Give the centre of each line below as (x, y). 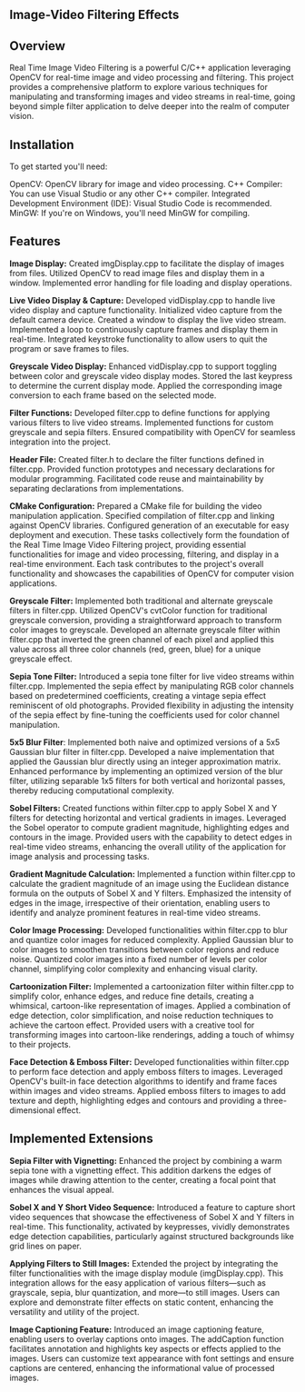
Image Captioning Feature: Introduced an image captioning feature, (137, 1329)
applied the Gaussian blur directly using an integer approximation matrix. (145, 761)
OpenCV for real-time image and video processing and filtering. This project (152, 77)
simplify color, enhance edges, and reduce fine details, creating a (132, 996)
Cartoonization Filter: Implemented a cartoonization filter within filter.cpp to (152, 986)
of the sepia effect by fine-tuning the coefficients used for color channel (144, 715)
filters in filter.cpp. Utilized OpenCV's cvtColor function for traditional (138, 610)
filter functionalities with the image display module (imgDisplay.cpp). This (147, 1273)
